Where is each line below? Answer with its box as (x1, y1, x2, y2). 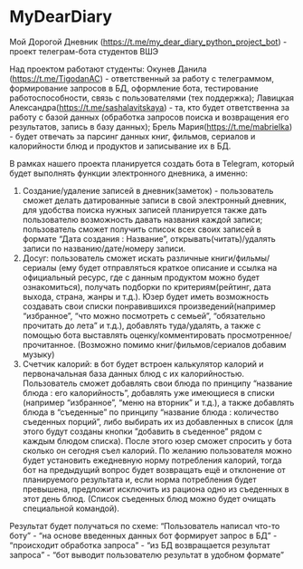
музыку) (22, 349, 55, 360)
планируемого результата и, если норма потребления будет (22, 474, 257, 485)
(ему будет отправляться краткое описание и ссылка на (58, 262, 278, 273)
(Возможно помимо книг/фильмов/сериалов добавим (77, 339, 287, 350)
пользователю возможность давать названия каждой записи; (22, 214, 263, 225)
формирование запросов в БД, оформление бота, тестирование (9, 82, 260, 93)
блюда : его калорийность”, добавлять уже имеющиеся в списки (22, 387, 275, 398)
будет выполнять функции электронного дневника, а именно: (9, 168, 249, 178)
